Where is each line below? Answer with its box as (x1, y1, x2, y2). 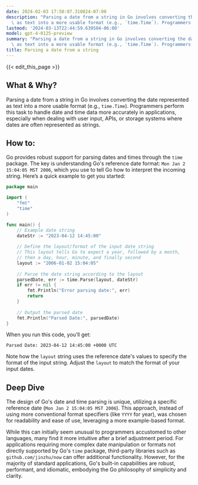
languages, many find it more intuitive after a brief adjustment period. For (6, 435, 184, 442)
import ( (6, 195, 28, 201)
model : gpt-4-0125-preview (6, 31, 72, 37)
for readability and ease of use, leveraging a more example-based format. (6, 417, 186, 424)
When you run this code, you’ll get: (6, 331, 91, 338)
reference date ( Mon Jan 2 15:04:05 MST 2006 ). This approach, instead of (6, 405, 184, 412)
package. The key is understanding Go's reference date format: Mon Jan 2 (6, 160, 186, 167)
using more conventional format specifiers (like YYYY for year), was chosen (6, 411, 187, 418)
